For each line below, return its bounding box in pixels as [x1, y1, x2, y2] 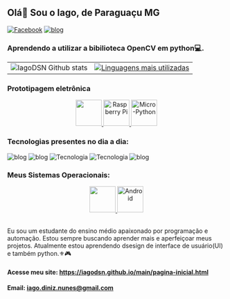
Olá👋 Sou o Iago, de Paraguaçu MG [7, 7, 160, 19]
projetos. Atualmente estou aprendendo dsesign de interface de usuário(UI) [7, 241, 224, 250]
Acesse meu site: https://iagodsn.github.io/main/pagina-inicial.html [7, 268, 209, 276]
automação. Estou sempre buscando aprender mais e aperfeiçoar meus [7, 234, 213, 242]
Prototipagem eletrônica [7, 84, 91, 94]
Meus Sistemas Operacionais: [7, 170, 110, 179]
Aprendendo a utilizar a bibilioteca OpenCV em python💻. [7, 43, 204, 53]
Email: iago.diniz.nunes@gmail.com [7, 284, 114, 292]
